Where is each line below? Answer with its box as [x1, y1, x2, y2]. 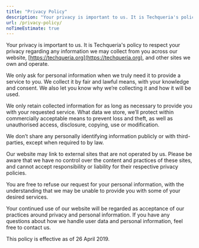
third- [176, 133, 191, 140]
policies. [6, 170, 27, 177]
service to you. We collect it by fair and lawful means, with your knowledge [6, 78, 190, 85]
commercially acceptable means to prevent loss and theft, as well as [6, 115, 173, 122]
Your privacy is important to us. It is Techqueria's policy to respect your [6, 42, 181, 49]
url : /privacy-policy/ [6, 20, 62, 26]
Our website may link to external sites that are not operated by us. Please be [6, 151, 192, 158]
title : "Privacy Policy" [6, 8, 68, 15]
